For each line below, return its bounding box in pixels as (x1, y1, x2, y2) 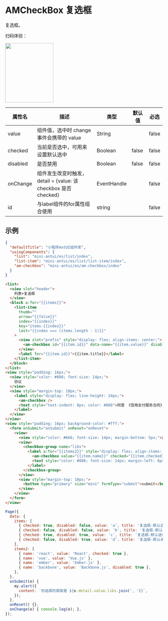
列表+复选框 (14, 291, 35, 296)
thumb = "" (18, 309, 37, 314)
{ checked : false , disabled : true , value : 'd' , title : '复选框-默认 (18, 537, 161, 542)
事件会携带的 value (36, 134, 81, 141)
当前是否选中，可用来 (36, 143, 87, 150)
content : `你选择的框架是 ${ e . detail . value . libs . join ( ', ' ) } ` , (18, 588, 148, 593)
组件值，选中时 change (36, 126, 91, 133)
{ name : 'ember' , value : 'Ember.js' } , (18, 560, 101, 565)
